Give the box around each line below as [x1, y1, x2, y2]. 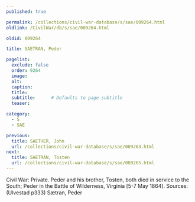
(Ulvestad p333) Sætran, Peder [6, 189, 83, 196]
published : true [6, 8, 46, 15]
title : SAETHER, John [11, 138, 65, 144]
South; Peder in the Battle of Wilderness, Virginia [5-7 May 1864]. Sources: [6, 182, 188, 189]
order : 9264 [11, 68, 41, 74]
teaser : [11, 101, 31, 107]
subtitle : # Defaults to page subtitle [11, 95, 123, 101]
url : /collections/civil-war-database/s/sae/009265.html [11, 160, 155, 166]
